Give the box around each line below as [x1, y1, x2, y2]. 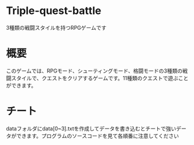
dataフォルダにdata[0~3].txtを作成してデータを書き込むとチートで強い [6, 125, 176, 132]
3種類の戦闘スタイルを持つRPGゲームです [6, 24, 107, 31]
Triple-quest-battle [6, 4, 102, 18]
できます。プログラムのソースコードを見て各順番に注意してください [16, 132, 179, 139]
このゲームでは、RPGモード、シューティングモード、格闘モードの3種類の [6, 67, 183, 74]
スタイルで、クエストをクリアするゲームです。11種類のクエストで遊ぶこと [11, 74, 189, 81]
